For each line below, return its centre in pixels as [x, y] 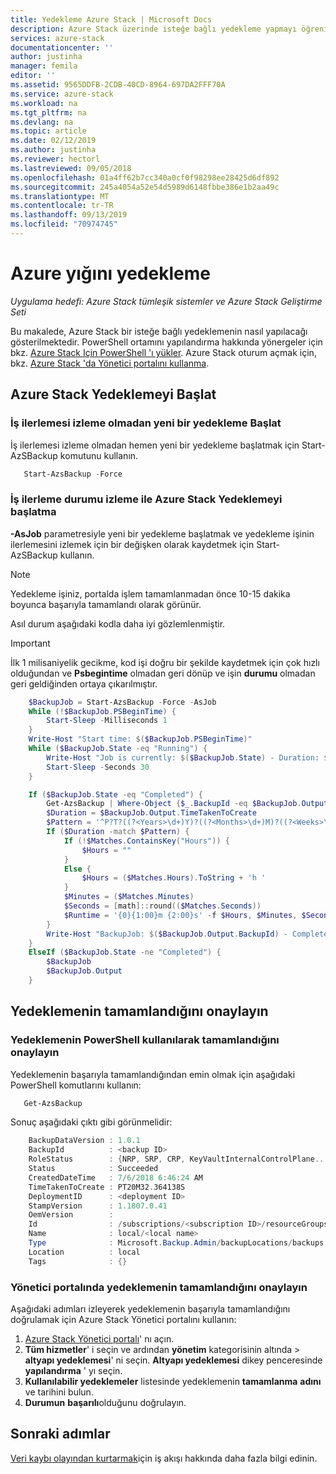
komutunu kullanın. [99, 455]
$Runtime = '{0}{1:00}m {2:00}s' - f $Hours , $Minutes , [180, 915]
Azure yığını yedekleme [110, 273]
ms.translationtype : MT [60, 196]
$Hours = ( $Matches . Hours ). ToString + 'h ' [174, 878]
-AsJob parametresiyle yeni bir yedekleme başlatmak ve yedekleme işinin [162, 533]
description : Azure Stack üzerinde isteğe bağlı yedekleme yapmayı [154, 29]
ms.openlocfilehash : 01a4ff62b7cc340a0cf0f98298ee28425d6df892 [145, 177]
